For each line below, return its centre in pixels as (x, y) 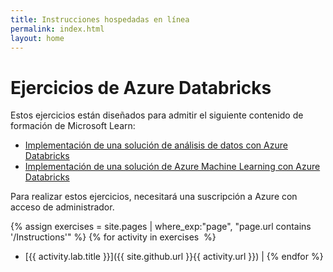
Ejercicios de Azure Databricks (141, 87)
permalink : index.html (57, 29)
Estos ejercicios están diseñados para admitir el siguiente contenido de (157, 115)
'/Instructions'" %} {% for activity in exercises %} (113, 237)
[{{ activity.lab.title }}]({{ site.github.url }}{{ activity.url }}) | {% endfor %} (174, 257)
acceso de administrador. (62, 207)
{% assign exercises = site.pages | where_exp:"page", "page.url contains (161, 227)
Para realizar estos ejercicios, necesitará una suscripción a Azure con (154, 197)
